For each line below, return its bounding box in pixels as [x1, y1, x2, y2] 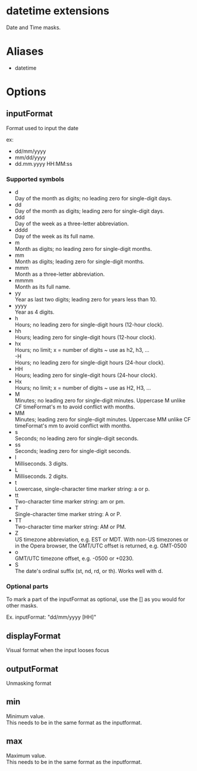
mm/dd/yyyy [14, 153, 46, 161]
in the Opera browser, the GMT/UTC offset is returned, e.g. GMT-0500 [14, 542, 187, 549]
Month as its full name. [14, 284, 71, 291]
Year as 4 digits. [14, 309, 55, 316]
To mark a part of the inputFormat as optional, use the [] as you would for [6, 596, 186, 603]
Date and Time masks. [6, 24, 61, 31]
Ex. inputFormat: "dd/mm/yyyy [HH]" [6, 613, 97, 621]
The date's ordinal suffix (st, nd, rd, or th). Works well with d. [14, 568, 163, 575]
